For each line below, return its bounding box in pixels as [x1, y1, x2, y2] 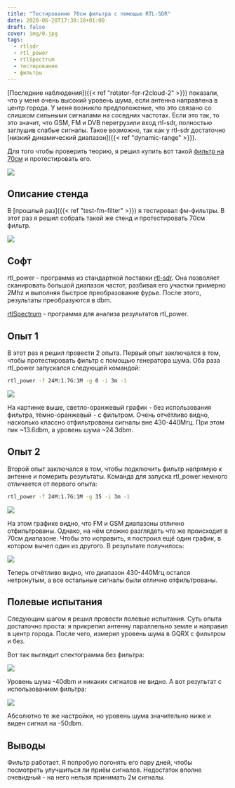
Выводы [7, 739, 46, 751]
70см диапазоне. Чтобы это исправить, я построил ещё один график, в [7, 534, 222, 542]
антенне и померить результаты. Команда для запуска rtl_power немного [7, 472, 228, 480]
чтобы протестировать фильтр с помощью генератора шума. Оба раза [7, 356, 221, 364]
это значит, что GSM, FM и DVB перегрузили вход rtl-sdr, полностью [7, 118, 213, 127]
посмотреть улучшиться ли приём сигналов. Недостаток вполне [7, 766, 202, 774]
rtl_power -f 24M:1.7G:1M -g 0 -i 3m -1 [7, 377, 128, 384]
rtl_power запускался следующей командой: [7, 363, 140, 372]
